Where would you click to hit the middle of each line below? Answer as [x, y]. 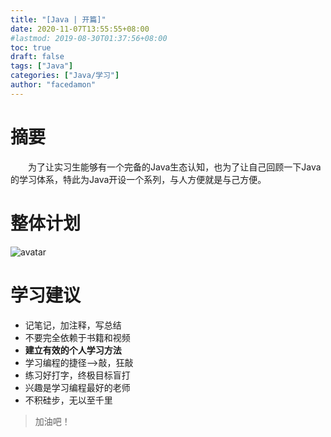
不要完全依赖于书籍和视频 [77, 337]
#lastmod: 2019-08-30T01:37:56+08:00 [89, 38]
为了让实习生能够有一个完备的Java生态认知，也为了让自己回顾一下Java [175, 167]
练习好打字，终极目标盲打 [77, 375]
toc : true [31, 47]
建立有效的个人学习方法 [73, 350]
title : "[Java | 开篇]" [58, 19]
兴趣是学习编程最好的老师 [77, 387]
